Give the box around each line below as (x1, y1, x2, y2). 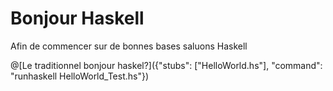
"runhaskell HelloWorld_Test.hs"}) (10, 70, 150, 82)
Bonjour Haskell (10, 7, 145, 30)
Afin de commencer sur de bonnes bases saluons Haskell (10, 40, 248, 52)
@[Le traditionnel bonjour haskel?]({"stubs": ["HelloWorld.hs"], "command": (10, 59, 323, 71)
